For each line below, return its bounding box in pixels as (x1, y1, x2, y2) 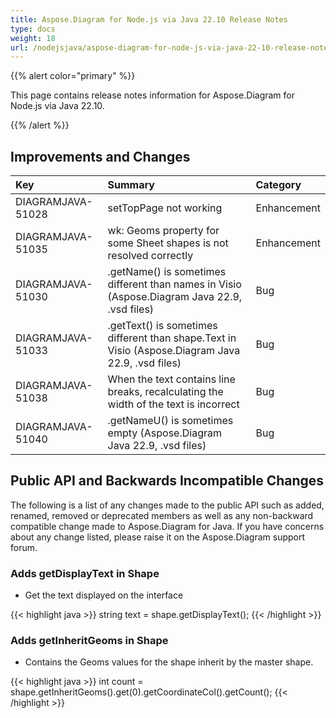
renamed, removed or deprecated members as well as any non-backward (10, 509, 314, 521)
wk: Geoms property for (107, 224, 220, 238)
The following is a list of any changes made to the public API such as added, (10, 499, 325, 511)
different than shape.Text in (107, 331, 237, 345)
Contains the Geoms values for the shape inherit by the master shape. (24, 656, 314, 668)
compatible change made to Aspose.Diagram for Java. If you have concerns (10, 520, 325, 532)
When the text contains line (107, 372, 236, 386)
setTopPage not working (107, 201, 223, 215)
